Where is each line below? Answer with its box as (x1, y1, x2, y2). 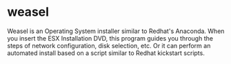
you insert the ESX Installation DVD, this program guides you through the (7, 34, 214, 42)
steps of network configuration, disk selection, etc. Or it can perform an (7, 41, 211, 50)
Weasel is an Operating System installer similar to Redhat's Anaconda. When (7, 27, 225, 35)
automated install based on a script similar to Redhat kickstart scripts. (7, 49, 205, 57)
